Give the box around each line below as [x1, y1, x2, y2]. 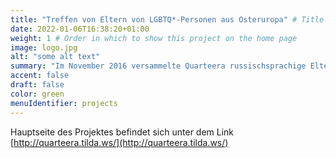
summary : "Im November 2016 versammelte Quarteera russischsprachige [10, 61, 307, 71]
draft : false [10, 80, 65, 90]
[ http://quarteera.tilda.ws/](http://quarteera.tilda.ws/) [10, 136, 229, 148]
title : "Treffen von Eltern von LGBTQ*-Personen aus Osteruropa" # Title [10, 14, 325, 25]
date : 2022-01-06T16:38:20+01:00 [10, 24, 150, 34]
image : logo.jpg [10, 42, 78, 53]
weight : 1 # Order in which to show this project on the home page [10, 33, 298, 43]
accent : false [10, 71, 70, 81]
